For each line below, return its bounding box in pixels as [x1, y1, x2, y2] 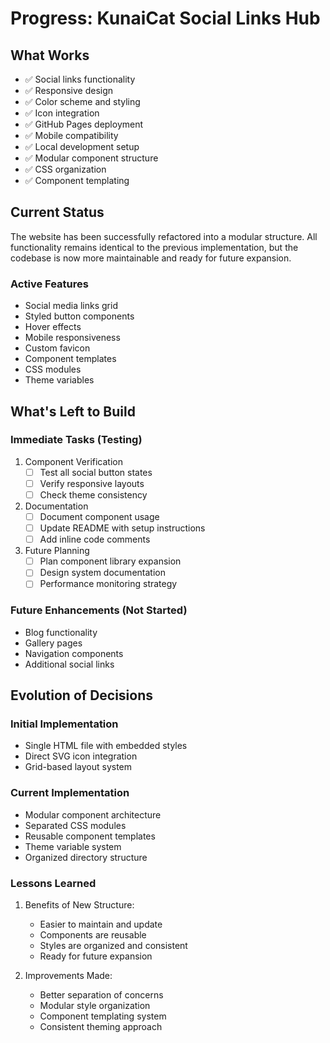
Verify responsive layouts [39, 477, 145, 489]
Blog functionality [24, 626, 98, 638]
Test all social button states [39, 466, 153, 478]
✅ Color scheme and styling [24, 96, 141, 107]
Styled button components [24, 310, 135, 322]
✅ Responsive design [24, 85, 114, 96]
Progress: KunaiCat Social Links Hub [10, 7, 321, 30]
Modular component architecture [24, 808, 162, 821]
